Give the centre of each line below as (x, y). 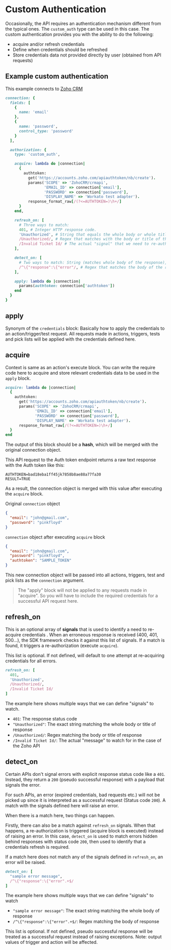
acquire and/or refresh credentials (49, 44)
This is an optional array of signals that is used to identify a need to (76, 629)
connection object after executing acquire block (55, 537)
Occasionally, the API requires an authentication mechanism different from (83, 23)
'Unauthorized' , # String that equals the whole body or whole (87, 234)
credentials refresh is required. (37, 847)
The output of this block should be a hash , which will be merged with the (82, 444)
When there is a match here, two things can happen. (60, 815)
